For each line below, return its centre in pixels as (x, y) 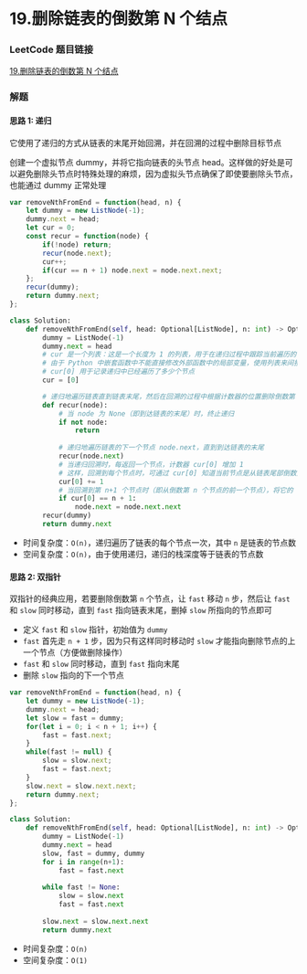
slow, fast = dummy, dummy (94, 853)
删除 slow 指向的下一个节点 (74, 675)
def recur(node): (75, 405)
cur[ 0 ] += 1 (81, 482)
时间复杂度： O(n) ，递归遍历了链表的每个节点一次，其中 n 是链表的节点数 (159, 542)
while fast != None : (81, 887)
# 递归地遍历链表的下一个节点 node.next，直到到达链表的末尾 (161, 448)
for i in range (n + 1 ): (84, 862)
